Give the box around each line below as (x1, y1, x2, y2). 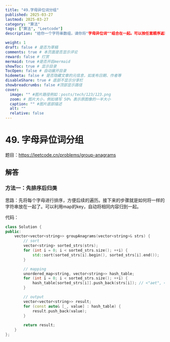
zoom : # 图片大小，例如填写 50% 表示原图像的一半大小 (10, 97, 111, 102)
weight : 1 (5, 40, 26, 46)
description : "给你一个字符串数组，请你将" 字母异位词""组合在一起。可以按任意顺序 (5, 31, 161, 36)
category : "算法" (5, 21, 40, 27)
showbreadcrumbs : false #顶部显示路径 (5, 83, 82, 88)
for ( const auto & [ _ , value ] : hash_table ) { (23, 303, 121, 309)
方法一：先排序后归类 (5, 184, 57, 192)
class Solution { (5, 224, 42, 230)
